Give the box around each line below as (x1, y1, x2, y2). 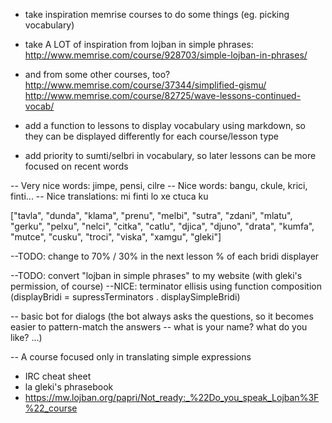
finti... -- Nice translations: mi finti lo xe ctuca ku (10, 190, 209, 202)
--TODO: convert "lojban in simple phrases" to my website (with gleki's (10, 270, 303, 281)
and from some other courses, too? (24, 69, 171, 80)
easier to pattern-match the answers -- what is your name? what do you (10, 321, 308, 333)
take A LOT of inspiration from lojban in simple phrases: (24, 39, 254, 50)
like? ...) (10, 332, 43, 343)
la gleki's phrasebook (24, 381, 114, 393)
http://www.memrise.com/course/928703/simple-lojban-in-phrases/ (24, 49, 308, 61)
